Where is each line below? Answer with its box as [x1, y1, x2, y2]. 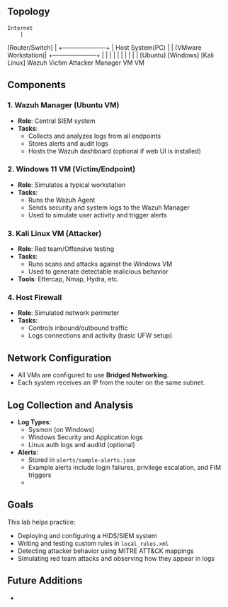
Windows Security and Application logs [28, 433, 143, 441]
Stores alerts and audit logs [28, 139, 108, 148]
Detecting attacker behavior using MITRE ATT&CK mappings [17, 547, 194, 555]
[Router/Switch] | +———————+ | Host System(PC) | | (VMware [7, 43, 202, 52]
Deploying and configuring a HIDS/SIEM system [17, 531, 157, 539]
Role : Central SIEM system [17, 117, 96, 125]
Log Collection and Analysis [7, 399, 134, 411]
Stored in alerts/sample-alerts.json [28, 456, 136, 464]
